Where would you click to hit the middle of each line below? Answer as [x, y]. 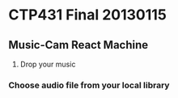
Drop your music [48, 64]
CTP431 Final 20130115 [88, 15]
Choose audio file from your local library [89, 85]
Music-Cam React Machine [78, 45]
